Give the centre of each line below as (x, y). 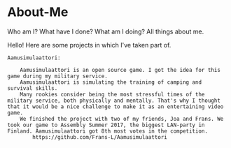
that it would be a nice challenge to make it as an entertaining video (115, 106)
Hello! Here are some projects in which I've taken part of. (89, 45)
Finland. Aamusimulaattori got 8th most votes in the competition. (108, 131)
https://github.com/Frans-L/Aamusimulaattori (100, 137)
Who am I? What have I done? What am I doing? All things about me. (106, 31)
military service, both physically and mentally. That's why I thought (114, 101)
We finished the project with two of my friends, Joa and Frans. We (122, 119)
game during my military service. (58, 76)
